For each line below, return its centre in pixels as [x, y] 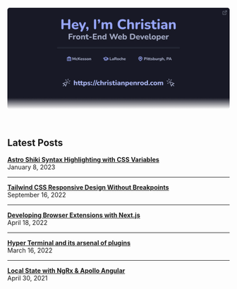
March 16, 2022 [30, 250]
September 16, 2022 [37, 195]
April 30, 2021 [28, 278]
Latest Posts [35, 143]
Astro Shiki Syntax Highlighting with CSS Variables [84, 160]
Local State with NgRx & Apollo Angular [66, 271]
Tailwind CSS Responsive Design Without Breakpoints [88, 187]
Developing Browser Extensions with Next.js [74, 215]
